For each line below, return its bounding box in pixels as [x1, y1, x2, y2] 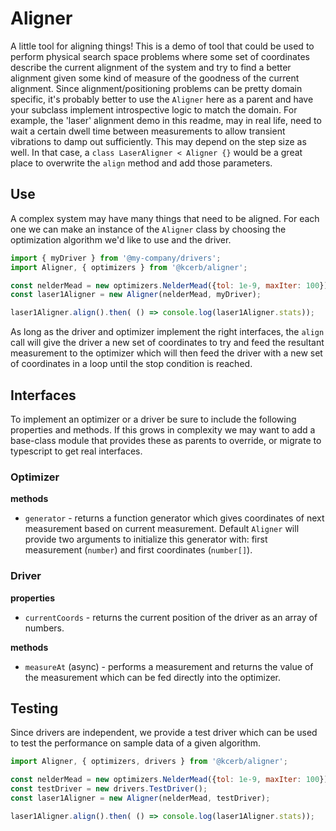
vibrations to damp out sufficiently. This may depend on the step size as [10, 135, 307, 147]
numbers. [24, 622, 65, 634]
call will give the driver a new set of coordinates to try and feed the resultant [10, 337, 325, 349]
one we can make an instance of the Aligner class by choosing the [10, 223, 287, 235]
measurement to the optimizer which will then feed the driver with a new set [10, 347, 323, 359]
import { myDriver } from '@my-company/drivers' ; [10, 253, 222, 263]
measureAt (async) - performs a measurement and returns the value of [24, 660, 314, 672]
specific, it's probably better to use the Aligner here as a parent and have [10, 93, 314, 105]
